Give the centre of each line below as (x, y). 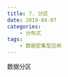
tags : (15, 40)
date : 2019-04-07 (32, 20)
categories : (24, 26)
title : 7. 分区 (28, 14)
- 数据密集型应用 (41, 46)
